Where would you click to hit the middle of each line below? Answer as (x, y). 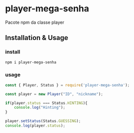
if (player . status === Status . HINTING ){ (46, 103)
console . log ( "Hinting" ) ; (40, 108)
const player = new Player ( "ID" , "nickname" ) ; (54, 94)
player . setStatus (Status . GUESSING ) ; (43, 121)
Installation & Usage (37, 38)
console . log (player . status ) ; (35, 126)
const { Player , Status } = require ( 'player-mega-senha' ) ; (67, 85)
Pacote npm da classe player (35, 22)
